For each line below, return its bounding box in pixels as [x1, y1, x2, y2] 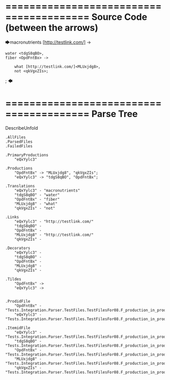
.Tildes [5, 277, 22, 282]
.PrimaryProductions [5, 153, 49, 158]
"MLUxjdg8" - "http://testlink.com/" [14, 232, 94, 237]
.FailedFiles [5, 143, 33, 148]
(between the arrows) [5, 22, 99, 33]
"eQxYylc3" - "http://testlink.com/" [14, 219, 94, 224]
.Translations [5, 183, 35, 188]
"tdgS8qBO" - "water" [14, 192, 60, 198]
